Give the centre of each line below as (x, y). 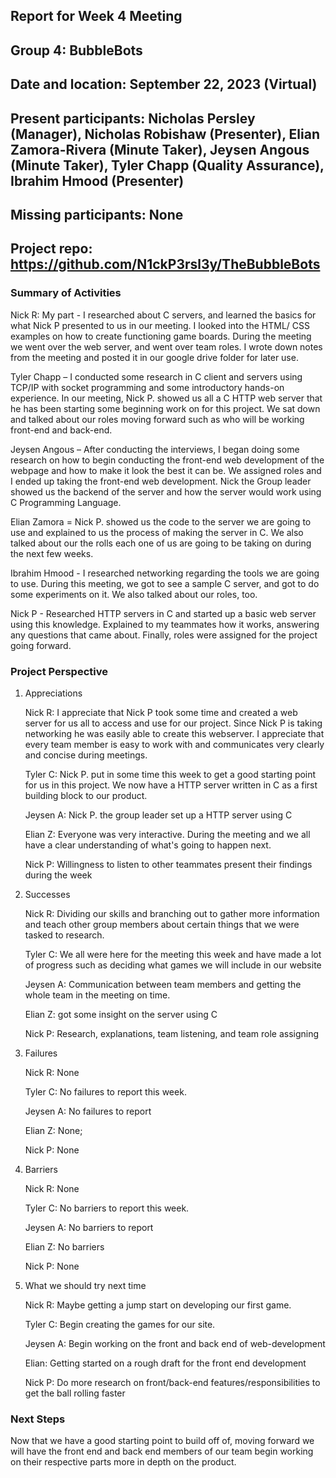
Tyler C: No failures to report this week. (105, 1091)
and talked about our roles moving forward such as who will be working (157, 419)
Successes (47, 894)
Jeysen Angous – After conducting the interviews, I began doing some (155, 449)
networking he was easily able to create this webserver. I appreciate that (174, 733)
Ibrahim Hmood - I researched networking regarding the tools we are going (165, 573)
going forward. (41, 645)
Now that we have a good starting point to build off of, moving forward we (162, 1441)
